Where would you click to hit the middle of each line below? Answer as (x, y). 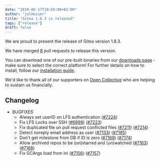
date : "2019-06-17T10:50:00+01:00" (41, 9)
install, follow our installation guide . (40, 70)
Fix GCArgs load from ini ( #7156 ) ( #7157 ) (60, 153)
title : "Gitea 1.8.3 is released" (40, 18)
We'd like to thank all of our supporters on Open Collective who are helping (80, 80)
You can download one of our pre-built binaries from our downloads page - (80, 60)
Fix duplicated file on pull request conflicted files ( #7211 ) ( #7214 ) (84, 127)
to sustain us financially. (29, 85)
